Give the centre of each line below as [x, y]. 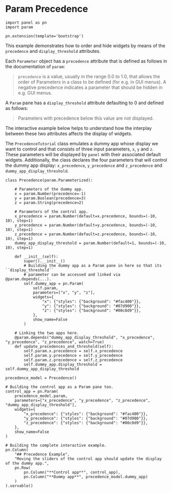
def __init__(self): [36, 257]
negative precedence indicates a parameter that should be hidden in [90, 87]
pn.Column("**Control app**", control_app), [72, 472]
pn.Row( [23, 468]
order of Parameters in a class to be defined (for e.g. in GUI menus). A [92, 82]
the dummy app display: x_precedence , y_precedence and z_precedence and [84, 165]
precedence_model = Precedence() [41, 378]
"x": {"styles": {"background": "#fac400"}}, [91, 301]
